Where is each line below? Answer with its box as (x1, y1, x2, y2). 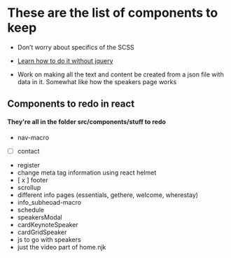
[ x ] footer (17, 175, 48, 184)
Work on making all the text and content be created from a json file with (17, 70, 224, 79)
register (17, 161, 41, 169)
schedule (17, 205, 45, 214)
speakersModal (17, 212, 62, 222)
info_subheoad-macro (17, 198, 82, 206)
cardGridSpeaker (17, 228, 67, 236)
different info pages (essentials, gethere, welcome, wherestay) (17, 191, 198, 199)
